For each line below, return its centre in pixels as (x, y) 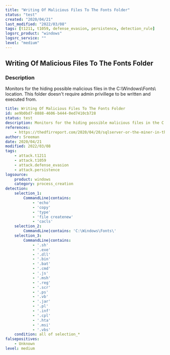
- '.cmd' (41, 269)
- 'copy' (41, 207)
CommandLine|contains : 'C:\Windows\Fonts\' (70, 231)
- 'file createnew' (53, 217)
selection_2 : (28, 226)
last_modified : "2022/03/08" (36, 24)
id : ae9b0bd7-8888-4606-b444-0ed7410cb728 (51, 114)
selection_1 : (28, 193)
